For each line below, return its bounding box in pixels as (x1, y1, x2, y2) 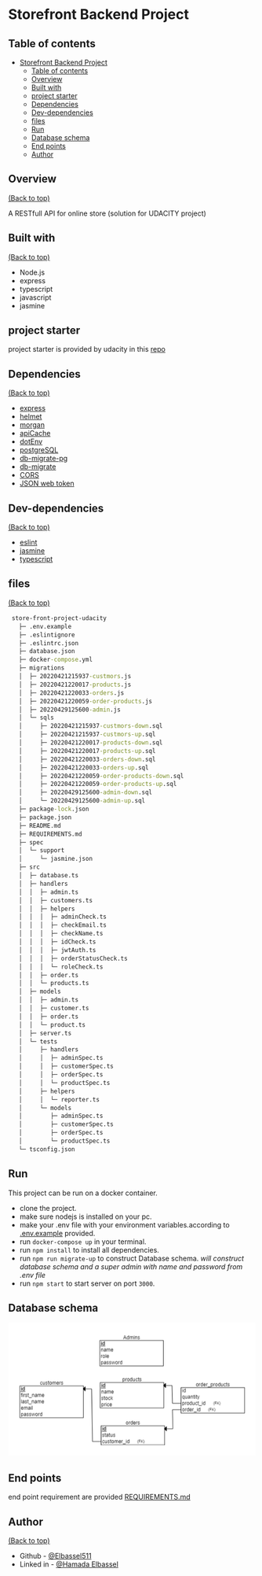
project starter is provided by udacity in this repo (8, 345, 166, 354)
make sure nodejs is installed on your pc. (19, 1212, 152, 1221)
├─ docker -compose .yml (18, 655, 93, 664)
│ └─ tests (18, 1037, 58, 1046)
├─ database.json (18, 648, 76, 655)
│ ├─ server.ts (18, 1029, 72, 1037)
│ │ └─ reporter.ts (18, 1095, 100, 1103)
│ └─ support (18, 847, 65, 854)
